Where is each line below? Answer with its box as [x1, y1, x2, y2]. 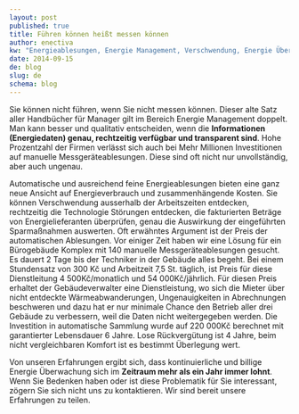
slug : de [9, 71, 42, 80]
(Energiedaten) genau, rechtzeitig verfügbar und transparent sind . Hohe [9, 132, 282, 143]
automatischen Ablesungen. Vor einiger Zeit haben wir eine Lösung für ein [9, 235, 282, 245]
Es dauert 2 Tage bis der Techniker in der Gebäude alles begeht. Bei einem [9, 253, 284, 264]
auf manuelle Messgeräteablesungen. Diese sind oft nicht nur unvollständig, [9, 151, 288, 161]
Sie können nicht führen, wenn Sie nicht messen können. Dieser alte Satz [9, 103, 278, 114]
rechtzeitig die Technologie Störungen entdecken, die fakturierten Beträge [9, 206, 282, 217]
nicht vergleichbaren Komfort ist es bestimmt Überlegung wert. [9, 339, 240, 350]
